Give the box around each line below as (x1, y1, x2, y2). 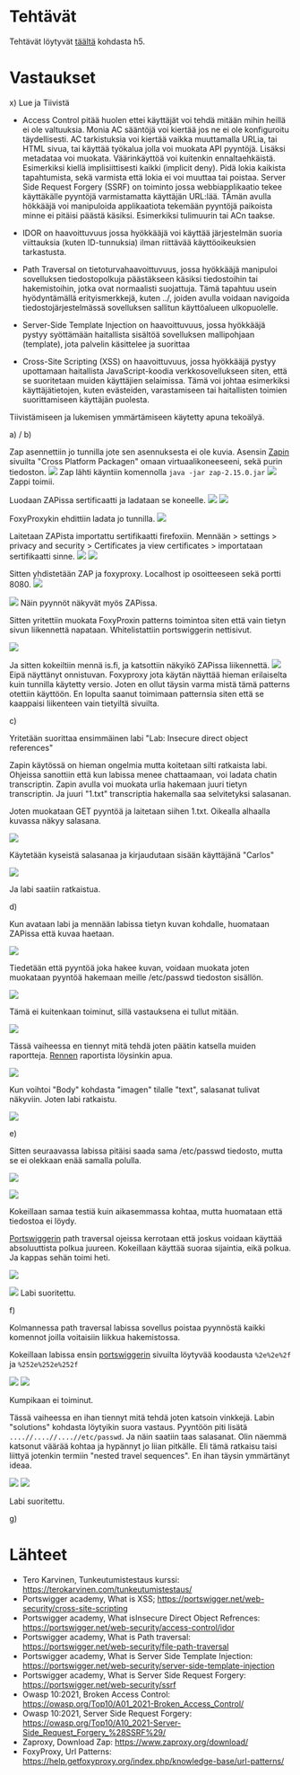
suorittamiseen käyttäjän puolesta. (21, 393, 150, 405)
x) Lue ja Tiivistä (9, 97, 70, 108)
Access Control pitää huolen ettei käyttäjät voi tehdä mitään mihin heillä (21, 114, 287, 125)
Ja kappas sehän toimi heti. (9, 1251, 110, 1263)
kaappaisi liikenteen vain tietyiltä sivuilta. (9, 698, 159, 709)
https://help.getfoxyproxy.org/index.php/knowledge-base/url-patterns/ (21, 1755, 285, 1766)
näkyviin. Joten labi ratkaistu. (9, 1093, 117, 1104)
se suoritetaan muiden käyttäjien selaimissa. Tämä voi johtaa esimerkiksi (21, 375, 290, 385)
